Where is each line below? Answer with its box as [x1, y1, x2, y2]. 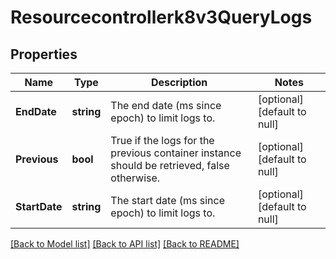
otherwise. [110, 171, 161, 185]
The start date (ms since [110, 194, 226, 207]
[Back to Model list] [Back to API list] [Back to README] [10, 238, 240, 250]
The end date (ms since [110, 99, 222, 112]
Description [150, 76, 208, 89]
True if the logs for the [110, 134, 215, 147]
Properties [10, 46, 78, 63]
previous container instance [110, 146, 242, 160]
